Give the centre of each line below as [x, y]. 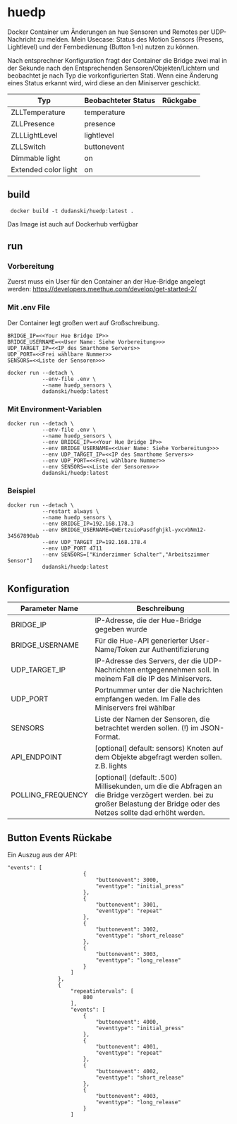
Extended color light [44, 169]
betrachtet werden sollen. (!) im [147, 728]
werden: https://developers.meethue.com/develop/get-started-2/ [102, 289]
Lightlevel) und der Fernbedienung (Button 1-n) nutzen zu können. [103, 47]
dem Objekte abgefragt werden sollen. [158, 757]
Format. [108, 737]
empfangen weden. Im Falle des [148, 699]
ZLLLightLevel [34, 135]
